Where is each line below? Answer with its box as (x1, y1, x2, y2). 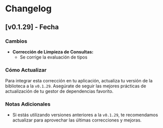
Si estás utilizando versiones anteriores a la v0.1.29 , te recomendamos (12, 112, 159, 118)
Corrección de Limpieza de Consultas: (12, 49, 94, 55)
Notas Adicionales (5, 101, 51, 108)
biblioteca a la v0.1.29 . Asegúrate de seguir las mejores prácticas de (5, 83, 146, 89)
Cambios (5, 38, 27, 45)
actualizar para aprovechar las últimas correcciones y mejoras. (12, 117, 142, 123)
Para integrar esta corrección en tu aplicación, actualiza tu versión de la (5, 78, 153, 84)
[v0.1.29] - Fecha (5, 23, 59, 31)
